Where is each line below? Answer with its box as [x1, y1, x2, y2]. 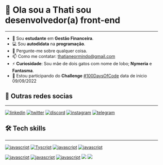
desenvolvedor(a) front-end [5, 15, 120, 26]
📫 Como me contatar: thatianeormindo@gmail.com [12, 53, 115, 59]
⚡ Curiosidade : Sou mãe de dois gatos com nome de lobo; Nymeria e [12, 60, 152, 66]
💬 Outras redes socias [5, 92, 73, 100]
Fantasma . [12, 68, 34, 73]
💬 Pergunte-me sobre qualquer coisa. [12, 48, 87, 54]
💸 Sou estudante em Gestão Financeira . [12, 35, 94, 41]
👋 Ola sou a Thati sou [5, 4, 91, 16]
